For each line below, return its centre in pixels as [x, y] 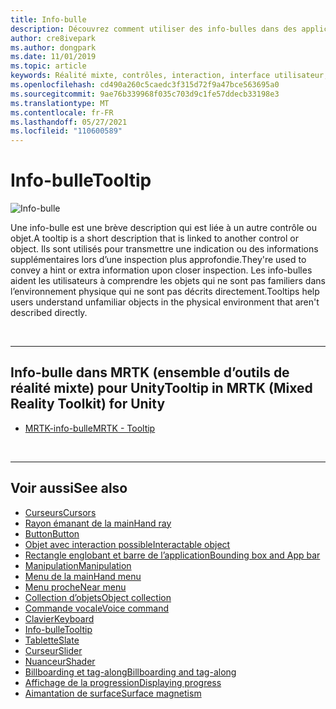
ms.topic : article [48, 66]
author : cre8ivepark [53, 38]
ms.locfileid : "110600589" [66, 131]
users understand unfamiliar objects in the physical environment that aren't [165, 302]
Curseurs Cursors [60, 512]
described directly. [49, 313]
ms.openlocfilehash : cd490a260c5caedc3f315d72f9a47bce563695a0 [145, 85]
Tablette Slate [52, 640]
